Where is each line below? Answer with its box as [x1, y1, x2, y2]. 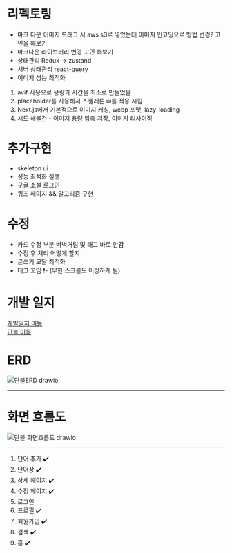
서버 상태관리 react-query [17, 65, 88, 73]
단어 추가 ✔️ [17, 454, 50, 463]
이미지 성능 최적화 [17, 73, 66, 81]
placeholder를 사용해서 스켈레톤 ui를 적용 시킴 [17, 97, 143, 105]
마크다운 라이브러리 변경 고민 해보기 [17, 48, 114, 56]
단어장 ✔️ [17, 465, 42, 473]
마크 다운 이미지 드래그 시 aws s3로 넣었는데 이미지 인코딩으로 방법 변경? [17, 30, 214, 39]
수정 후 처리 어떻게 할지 [17, 249, 81, 257]
